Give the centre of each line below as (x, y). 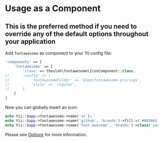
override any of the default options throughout (77, 34)
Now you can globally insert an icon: (41, 107)
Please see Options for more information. (46, 134)
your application (30, 41)
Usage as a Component (53, 8)
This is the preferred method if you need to (71, 26)
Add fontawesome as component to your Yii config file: (58, 53)
